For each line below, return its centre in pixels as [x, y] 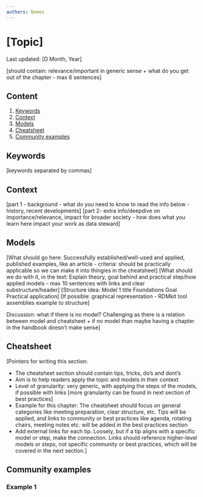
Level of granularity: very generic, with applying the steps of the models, [106, 386]
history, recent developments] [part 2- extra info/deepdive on [83, 211]
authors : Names [26, 12]
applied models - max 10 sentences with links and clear [76, 283]
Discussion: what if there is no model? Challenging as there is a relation [96, 315]
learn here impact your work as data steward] [63, 224]
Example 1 [22, 487]
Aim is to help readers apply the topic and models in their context [97, 379]
